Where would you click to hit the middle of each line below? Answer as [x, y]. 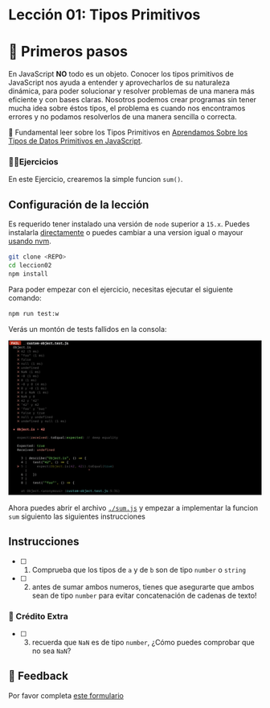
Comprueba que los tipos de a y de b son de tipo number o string [139, 569]
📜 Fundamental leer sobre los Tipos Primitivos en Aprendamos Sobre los [128, 132]
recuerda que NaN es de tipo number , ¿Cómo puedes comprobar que [143, 642]
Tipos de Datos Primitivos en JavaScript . [76, 141]
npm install [28, 274]
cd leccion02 [30, 266]
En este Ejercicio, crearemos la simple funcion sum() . [96, 180]
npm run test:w [34, 313]
